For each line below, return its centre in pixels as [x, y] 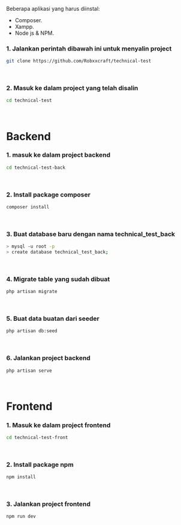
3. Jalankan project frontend [49, 504]
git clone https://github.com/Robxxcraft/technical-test [79, 61]
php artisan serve [29, 371]
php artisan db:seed [32, 331]
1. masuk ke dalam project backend [58, 155]
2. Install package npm [40, 464]
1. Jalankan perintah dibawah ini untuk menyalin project [89, 49]
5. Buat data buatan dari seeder [53, 319]
